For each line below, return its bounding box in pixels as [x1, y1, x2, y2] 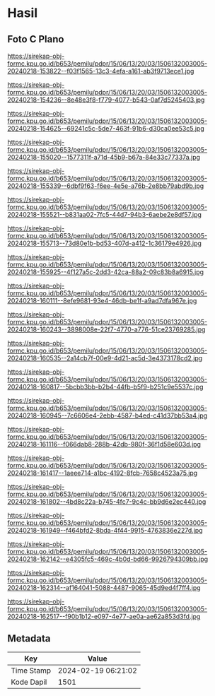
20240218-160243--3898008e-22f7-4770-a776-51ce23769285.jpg [7, 325, 206, 334]
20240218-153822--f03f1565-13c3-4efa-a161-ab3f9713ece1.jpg [7, 67, 194, 75]
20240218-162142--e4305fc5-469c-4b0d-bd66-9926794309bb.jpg [7, 555, 209, 563]
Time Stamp [11, 666, 52, 676]
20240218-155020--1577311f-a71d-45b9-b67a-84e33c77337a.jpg [7, 153, 200, 161]
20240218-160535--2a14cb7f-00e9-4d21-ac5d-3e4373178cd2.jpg [7, 354, 203, 362]
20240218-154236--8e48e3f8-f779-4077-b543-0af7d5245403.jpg [7, 95, 205, 104]
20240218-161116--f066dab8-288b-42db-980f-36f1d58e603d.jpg [7, 440, 202, 448]
